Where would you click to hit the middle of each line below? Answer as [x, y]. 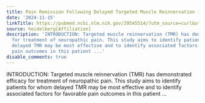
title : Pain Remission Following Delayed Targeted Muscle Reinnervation [101, 12]
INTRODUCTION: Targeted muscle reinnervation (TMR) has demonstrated [99, 74]
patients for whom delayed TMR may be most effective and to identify [94, 87]
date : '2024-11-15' [31, 18]
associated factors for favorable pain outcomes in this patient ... [87, 93]
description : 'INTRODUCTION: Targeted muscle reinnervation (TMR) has [98, 35]
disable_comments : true [37, 57]
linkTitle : [20, 23]
